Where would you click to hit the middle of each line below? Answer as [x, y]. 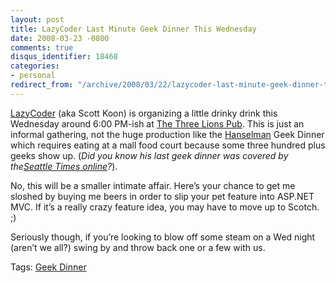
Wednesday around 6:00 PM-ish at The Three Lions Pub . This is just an [157, 123]
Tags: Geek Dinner [48, 267]
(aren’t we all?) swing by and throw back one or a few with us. [138, 247]
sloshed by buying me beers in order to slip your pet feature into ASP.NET [162, 196]
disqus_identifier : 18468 [64, 57]
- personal [33, 76]
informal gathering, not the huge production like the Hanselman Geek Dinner [167, 134]
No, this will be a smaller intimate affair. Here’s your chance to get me [153, 185]
